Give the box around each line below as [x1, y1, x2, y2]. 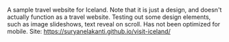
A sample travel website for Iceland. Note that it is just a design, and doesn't [7, 6, 222, 14]
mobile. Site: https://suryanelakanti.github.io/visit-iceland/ [7, 27, 171, 35]
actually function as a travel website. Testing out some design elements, [7, 13, 211, 21]
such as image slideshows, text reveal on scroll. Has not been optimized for [7, 20, 221, 28]
